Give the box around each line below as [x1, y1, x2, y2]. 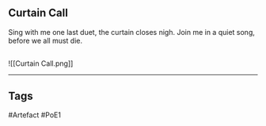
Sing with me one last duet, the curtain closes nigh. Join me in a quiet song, [8, 27, 255, 36]
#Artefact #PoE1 [8, 110, 62, 120]
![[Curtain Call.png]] [8, 59, 74, 68]
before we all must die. [8, 36, 83, 45]
